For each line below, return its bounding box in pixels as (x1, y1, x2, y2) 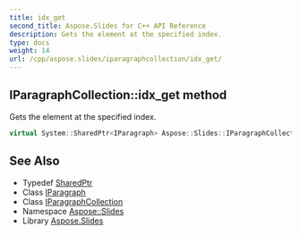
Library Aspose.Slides (21, 215, 104, 226)
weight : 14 (9, 46, 50, 55)
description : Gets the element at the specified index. (9, 29, 222, 38)
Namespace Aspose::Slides (21, 206, 125, 216)
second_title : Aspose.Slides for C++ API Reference (9, 21, 206, 30)
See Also (9, 154, 60, 169)
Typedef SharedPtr (21, 177, 93, 188)
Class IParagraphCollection (21, 196, 124, 206)
